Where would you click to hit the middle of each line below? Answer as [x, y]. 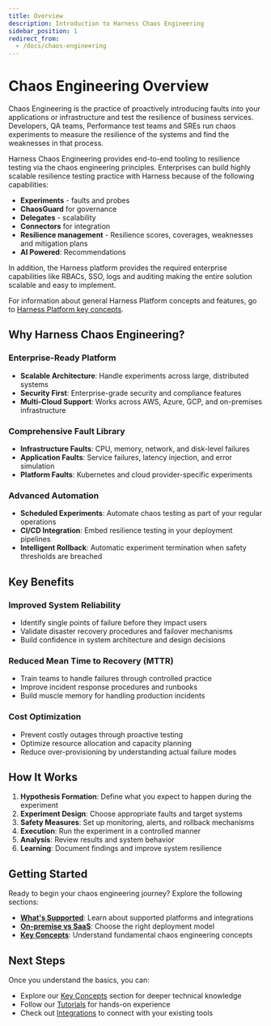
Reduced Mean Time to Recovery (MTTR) [91, 660]
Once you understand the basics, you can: [79, 980]
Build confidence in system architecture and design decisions [123, 640]
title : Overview [36, 16]
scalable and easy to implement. [62, 285]
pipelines [35, 539]
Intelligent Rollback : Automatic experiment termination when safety [133, 547]
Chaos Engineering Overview [109, 86]
